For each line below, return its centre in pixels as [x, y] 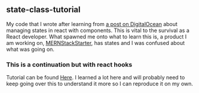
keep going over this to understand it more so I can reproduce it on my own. [99, 84]
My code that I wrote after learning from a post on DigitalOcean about [92, 24]
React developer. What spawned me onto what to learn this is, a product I [97, 36]
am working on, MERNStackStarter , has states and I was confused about [96, 43]
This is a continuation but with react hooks [69, 65]
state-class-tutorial [43, 10]
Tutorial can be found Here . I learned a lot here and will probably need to [96, 78]
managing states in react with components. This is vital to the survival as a [98, 30]
